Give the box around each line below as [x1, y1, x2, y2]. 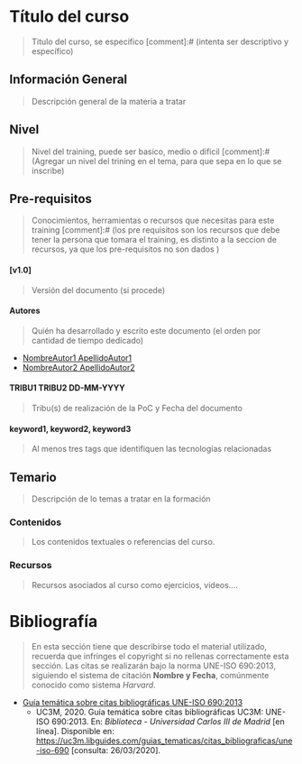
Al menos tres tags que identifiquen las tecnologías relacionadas [31, 444, 272, 455]
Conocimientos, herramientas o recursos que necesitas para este [31, 215, 275, 226]
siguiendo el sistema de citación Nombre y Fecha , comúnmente [31, 669, 270, 680]
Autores [9, 305, 41, 317]
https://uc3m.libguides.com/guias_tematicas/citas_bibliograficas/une [35, 735, 293, 746]
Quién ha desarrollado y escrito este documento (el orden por [31, 325, 261, 336]
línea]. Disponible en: [35, 725, 114, 736]
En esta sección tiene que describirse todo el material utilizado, [31, 640, 268, 651]
